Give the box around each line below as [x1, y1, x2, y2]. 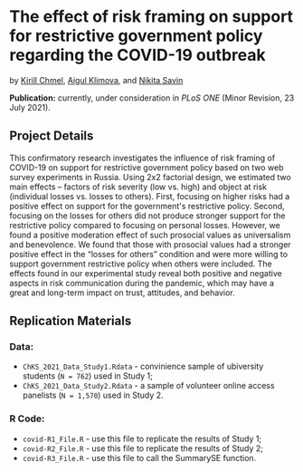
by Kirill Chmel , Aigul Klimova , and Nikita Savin [9, 74, 184, 85]
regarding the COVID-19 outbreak [9, 45, 267, 65]
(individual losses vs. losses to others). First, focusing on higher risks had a [9, 190, 290, 201]
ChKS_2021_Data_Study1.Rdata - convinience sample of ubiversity [22, 361, 264, 372]
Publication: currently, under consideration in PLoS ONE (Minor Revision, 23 [9, 92, 295, 103]
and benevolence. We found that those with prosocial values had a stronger [9, 238, 291, 250]
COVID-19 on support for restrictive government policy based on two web [9, 161, 284, 173]
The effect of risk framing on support [9, 6, 294, 27]
